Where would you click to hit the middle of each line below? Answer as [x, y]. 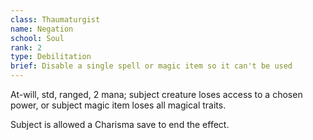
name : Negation [42, 29]
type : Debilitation [51, 57]
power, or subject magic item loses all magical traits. [118, 105]
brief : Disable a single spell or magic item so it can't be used [151, 66]
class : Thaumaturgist [55, 19]
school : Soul [37, 38]
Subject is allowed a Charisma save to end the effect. [120, 124]
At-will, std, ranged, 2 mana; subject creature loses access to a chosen [156, 94]
